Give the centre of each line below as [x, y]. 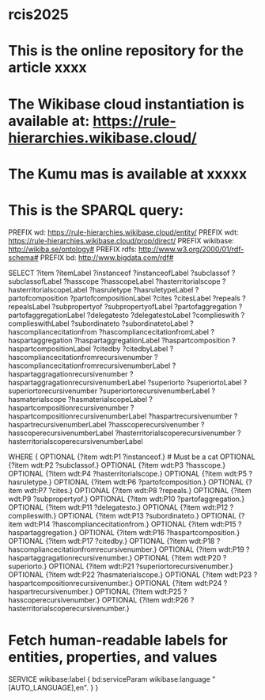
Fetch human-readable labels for [118, 640]
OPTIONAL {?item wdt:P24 [178, 583]
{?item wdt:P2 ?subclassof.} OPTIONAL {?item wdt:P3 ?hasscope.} [117, 465]
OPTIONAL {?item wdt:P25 [138, 591]
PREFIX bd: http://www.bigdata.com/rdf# [107, 257]
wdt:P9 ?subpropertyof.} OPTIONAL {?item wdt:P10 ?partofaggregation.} [127, 499]
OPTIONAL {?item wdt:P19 [201, 549]
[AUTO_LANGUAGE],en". [49, 687]
